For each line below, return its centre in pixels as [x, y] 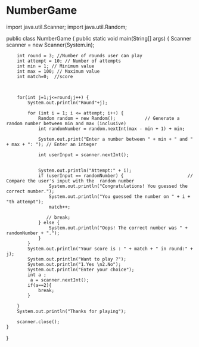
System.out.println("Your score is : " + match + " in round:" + [111, 249]
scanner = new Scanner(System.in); [50, 45]
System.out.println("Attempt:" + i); [85, 171]
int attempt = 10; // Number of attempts [69, 61]
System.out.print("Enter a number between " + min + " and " [116, 139]
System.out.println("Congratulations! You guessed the [118, 186]
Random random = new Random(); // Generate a [109, 118]
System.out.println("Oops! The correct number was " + [118, 228]
